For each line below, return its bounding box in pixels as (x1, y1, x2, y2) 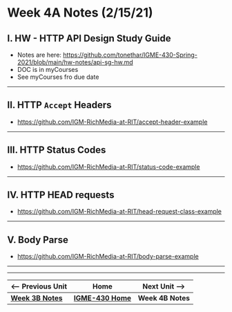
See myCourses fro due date (17, 73, 99, 81)
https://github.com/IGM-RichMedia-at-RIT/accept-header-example (17, 118, 208, 126)
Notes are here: (17, 51, 62, 59)
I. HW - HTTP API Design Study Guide (7, 33, 171, 44)
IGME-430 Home (73, 293, 132, 303)
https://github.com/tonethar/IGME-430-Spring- (63, 51, 198, 59)
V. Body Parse (7, 234, 69, 246)
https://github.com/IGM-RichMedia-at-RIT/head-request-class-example (17, 208, 222, 216)
